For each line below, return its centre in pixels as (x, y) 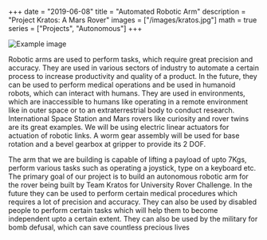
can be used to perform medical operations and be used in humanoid (122, 85)
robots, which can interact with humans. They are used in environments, (127, 93)
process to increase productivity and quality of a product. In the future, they (133, 76)
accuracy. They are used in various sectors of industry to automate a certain (133, 68)
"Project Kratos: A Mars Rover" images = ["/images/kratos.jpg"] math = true (133, 20)
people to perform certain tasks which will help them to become (113, 210)
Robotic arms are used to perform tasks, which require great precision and (131, 59)
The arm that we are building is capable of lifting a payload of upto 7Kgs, (128, 159)
